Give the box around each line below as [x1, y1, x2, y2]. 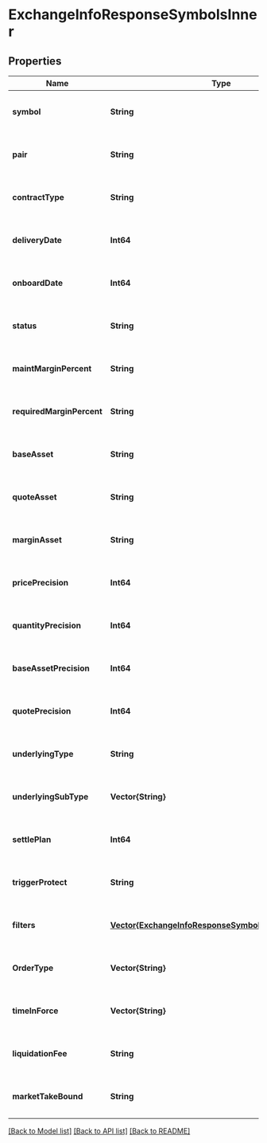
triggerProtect [12, 877, 68, 887]
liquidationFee [12, 1048, 68, 1059]
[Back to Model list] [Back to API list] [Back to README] [8, 1126, 191, 1136]
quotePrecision [12, 706, 72, 716]
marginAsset [12, 534, 62, 545]
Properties [8, 54, 62, 68]
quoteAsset [12, 491, 57, 503]
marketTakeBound [12, 1091, 83, 1102]
